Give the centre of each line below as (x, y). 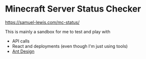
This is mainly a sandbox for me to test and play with (58, 31)
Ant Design (23, 51)
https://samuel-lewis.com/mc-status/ (42, 22)
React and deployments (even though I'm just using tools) (70, 46)
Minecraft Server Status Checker (73, 9)
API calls (21, 41)
